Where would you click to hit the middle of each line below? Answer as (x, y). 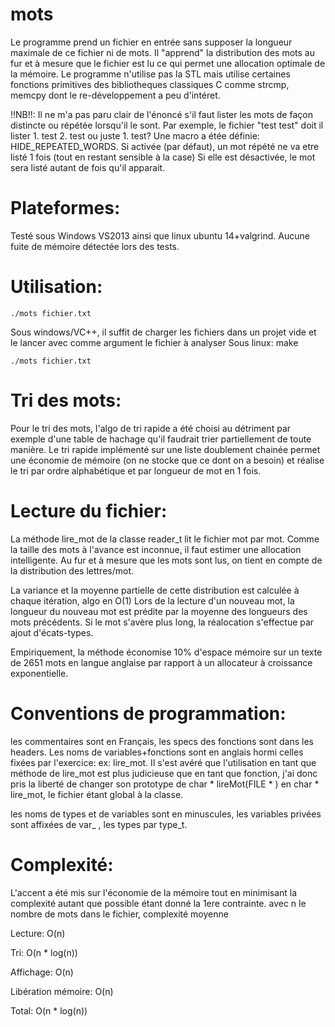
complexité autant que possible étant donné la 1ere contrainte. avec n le (158, 903)
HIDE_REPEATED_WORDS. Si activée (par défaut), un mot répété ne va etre (165, 146)
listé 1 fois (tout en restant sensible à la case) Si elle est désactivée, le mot (163, 157)
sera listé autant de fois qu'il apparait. (88, 167)
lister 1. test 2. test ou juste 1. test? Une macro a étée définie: (135, 135)
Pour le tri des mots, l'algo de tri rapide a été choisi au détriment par (151, 428)
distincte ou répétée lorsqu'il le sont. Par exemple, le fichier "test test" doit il (167, 125)
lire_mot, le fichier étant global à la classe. (97, 794)
